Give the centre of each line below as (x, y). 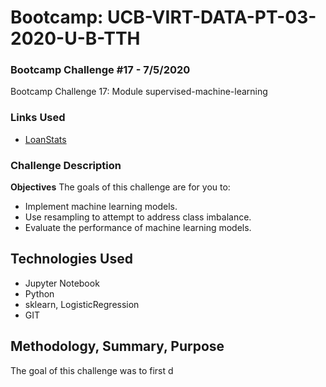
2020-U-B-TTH (75, 38)
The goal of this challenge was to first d (92, 370)
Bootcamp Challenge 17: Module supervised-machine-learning (139, 92)
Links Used (38, 118)
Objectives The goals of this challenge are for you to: (120, 187)
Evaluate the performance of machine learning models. (138, 228)
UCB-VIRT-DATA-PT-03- (212, 17)
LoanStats (45, 139)
